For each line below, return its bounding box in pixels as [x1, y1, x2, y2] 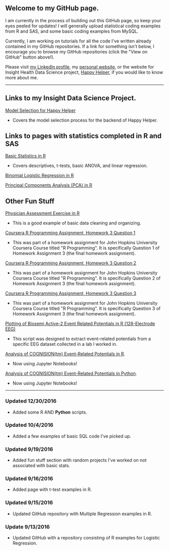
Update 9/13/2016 [5, 523, 50, 530]
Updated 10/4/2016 [5, 421, 54, 428]
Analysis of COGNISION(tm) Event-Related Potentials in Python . [5, 370, 137, 376]
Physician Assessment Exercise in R [5, 210, 80, 216]
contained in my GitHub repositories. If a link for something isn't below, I [5, 43, 154, 49]
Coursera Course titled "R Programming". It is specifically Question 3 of [12, 305, 161, 312]
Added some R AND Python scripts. [12, 409, 88, 415]
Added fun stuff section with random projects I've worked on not [12, 457, 147, 463]
